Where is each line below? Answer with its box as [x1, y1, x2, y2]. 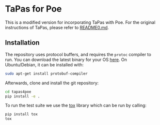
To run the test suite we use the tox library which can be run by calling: [5, 103, 147, 109]
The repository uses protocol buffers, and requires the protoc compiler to [5, 51, 151, 57]
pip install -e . [5, 94, 40, 99]
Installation [5, 39, 40, 47]
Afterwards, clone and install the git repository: [5, 80, 99, 86]
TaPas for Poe [5, 3, 62, 15]
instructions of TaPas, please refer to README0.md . [5, 24, 109, 30]
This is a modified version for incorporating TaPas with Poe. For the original [5, 19, 156, 25]
